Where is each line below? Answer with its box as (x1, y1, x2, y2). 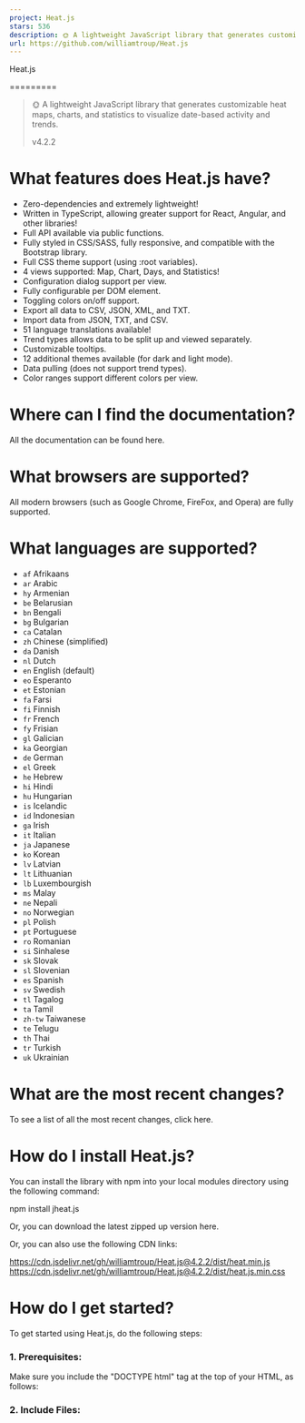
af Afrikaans (22, 568, 70, 579)
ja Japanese (22, 839, 71, 849)
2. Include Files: (9, 1404, 81, 1417)
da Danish (22, 645, 60, 656)
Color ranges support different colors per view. (22, 372, 198, 383)
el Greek (22, 762, 56, 772)
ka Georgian (22, 743, 68, 753)
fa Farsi (22, 694, 52, 705)
